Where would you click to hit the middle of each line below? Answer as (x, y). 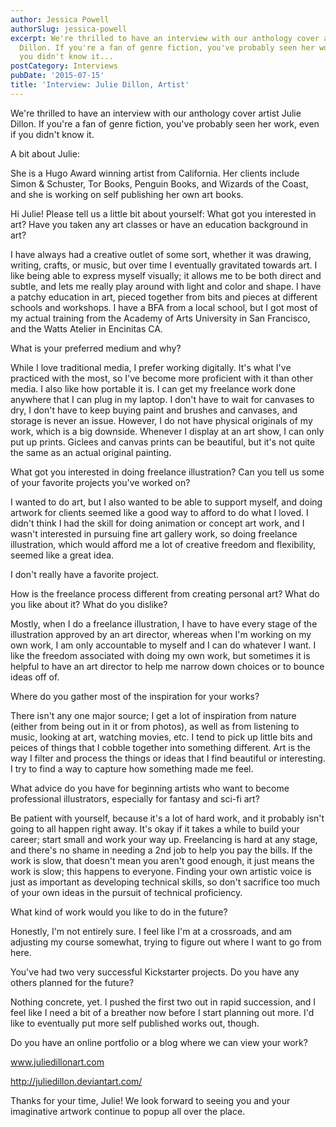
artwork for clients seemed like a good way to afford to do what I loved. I (159, 512)
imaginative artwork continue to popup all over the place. (128, 1111)
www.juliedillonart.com (57, 1062)
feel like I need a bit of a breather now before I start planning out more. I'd (162, 1012)
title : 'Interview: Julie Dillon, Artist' (100, 85)
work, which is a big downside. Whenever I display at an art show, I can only (167, 431)
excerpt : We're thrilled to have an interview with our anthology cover (165, 38)
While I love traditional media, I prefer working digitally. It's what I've (151, 367)
